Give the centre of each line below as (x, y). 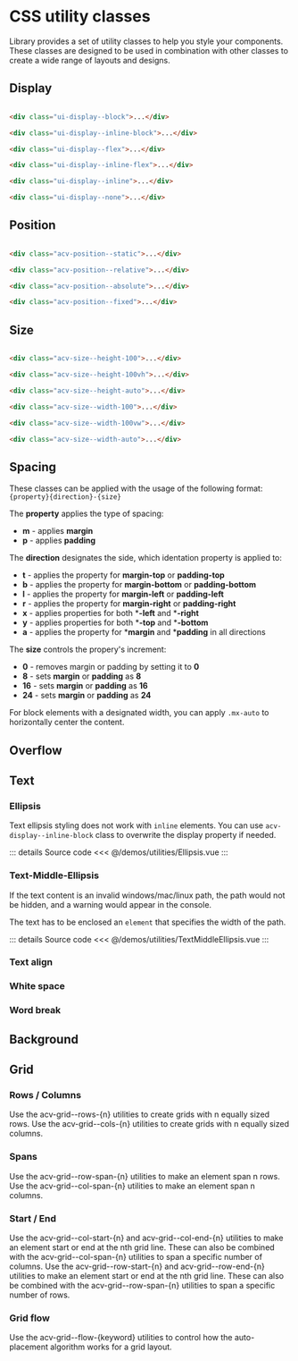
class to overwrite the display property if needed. (186, 835)
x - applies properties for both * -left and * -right (110, 613)
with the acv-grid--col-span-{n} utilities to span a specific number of (136, 1257)
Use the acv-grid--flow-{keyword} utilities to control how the (121, 1338)
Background (44, 1039)
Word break (35, 1010)
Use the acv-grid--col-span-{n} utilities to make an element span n (132, 1186)
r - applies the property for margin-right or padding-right (129, 604)
